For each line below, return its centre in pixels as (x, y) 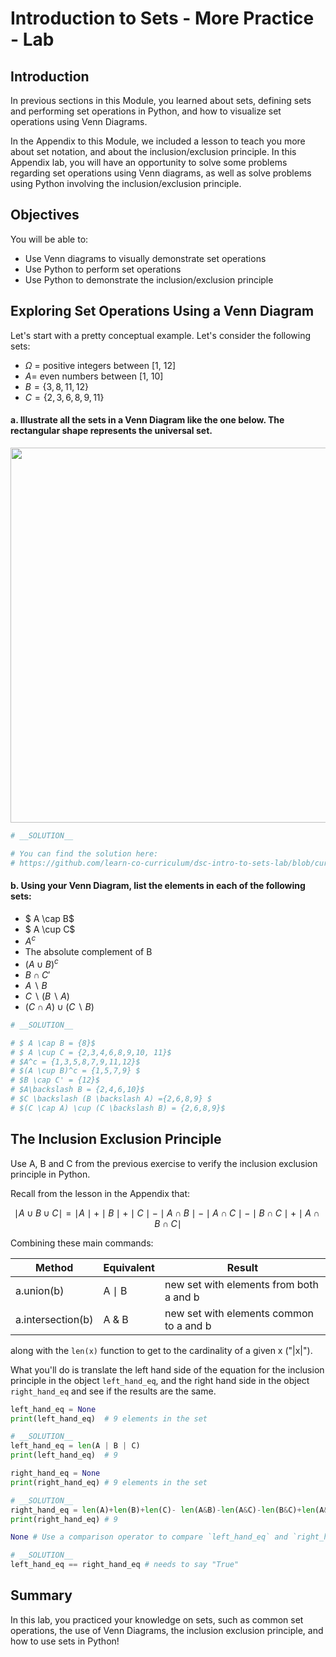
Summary (41, 1595)
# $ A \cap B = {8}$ (53, 1043)
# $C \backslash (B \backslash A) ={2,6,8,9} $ (111, 1099)
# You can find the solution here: (84, 853)
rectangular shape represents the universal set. (111, 431)
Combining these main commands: (82, 1243)
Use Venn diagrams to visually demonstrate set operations (145, 258)
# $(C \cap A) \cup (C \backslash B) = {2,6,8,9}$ (118, 1108)
